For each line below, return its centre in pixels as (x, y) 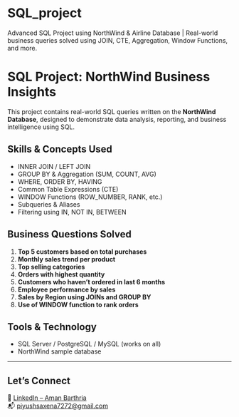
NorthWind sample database (59, 351)
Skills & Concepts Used (60, 149)
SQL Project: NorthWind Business (109, 77)
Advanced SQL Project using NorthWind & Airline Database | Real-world (113, 33)
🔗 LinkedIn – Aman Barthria (47, 398)
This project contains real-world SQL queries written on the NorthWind (112, 111)
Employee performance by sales (67, 289)
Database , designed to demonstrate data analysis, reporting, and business (117, 119)
